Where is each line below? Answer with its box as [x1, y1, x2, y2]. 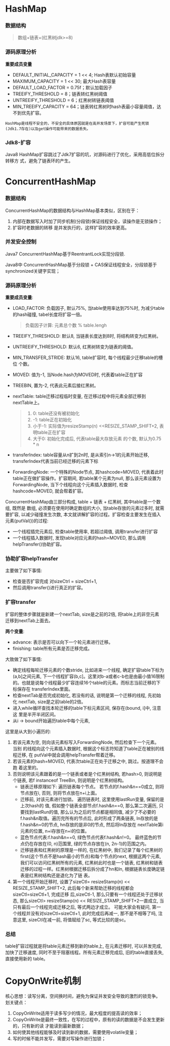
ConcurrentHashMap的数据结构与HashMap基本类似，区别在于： [5, 207, 140, 213]
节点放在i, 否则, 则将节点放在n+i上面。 [20, 789, 100, 796]
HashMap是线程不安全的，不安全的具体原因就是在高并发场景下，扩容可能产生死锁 [5, 121, 149, 126]
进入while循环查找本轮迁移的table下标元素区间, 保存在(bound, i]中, [12, 705, 151, 711]
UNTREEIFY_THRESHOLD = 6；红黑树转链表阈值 [12, 97, 114, 103]
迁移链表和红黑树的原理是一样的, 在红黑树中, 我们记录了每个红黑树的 [20, 847, 163, 853]
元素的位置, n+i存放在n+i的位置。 [20, 827, 90, 834]
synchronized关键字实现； [5, 268, 61, 274]
